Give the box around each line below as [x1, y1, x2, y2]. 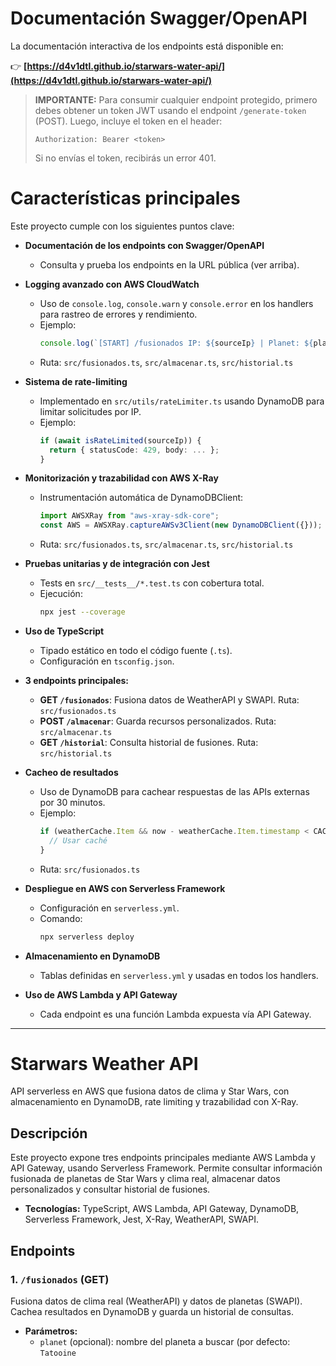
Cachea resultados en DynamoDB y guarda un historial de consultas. [10, 1305, 294, 1317]
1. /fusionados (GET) [10, 1272, 110, 1286]
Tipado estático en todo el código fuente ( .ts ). [39, 645, 233, 656]
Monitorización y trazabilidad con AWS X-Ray [24, 472, 219, 484]
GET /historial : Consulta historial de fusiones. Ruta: [39, 737, 259, 748]
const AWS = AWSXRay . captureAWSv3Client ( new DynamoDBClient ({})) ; [39, 520, 323, 531]
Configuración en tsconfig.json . [39, 655, 175, 667]
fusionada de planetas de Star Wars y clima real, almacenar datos [10, 1173, 281, 1185]
